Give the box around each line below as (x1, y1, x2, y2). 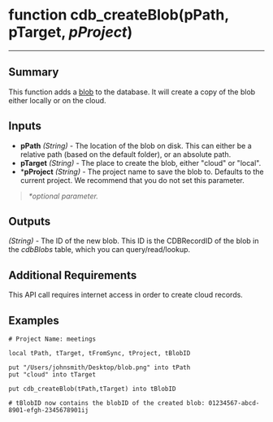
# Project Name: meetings (8, 335, 96, 343)
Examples (8, 313, 59, 327)
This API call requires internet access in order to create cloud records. (8, 290, 244, 300)
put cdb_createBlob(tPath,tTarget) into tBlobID (8, 385, 176, 393)
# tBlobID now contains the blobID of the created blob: (8, 399, 206, 407)
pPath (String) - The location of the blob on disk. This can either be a (19, 141, 252, 150)
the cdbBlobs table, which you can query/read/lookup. (8, 245, 191, 255)
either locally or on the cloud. (8, 95, 107, 105)
